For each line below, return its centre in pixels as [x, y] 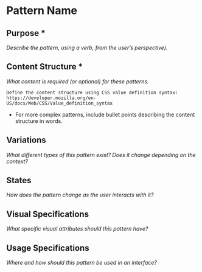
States [19, 180]
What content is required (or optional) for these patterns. [78, 81]
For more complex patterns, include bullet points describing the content [105, 114]
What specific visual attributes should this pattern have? [77, 229]
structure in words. [39, 121]
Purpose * [26, 33]
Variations [26, 140]
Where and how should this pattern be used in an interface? [82, 263]
